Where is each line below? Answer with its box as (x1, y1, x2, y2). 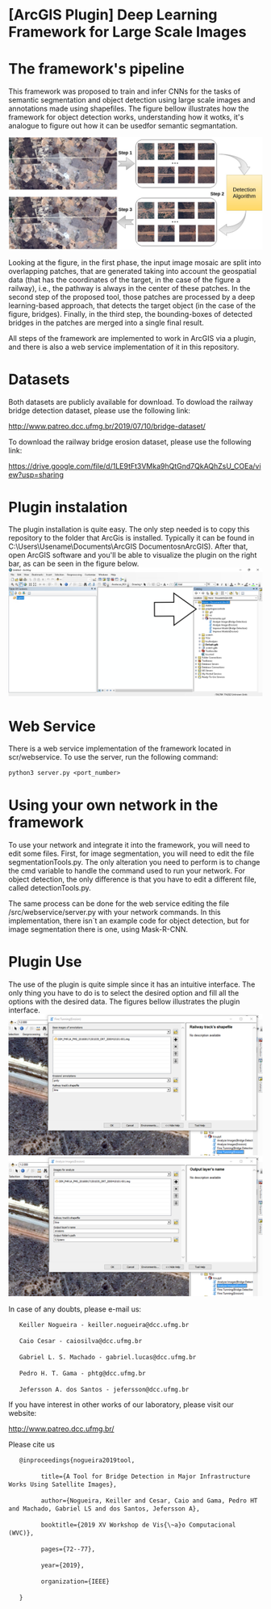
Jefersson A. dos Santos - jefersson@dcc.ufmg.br (19, 1386, 190, 1394)
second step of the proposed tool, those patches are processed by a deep (8, 292, 256, 301)
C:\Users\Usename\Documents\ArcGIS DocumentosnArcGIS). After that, (8, 541, 248, 551)
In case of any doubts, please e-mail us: (8, 1304, 142, 1314)
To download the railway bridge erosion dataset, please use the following (8, 436, 252, 446)
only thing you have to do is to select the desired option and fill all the (8, 988, 240, 998)
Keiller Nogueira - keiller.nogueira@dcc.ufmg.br (19, 1321, 190, 1329)
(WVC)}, (8, 1529, 35, 1537)
